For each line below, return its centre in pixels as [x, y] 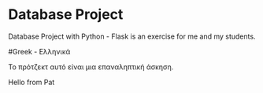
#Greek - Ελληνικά [39, 51]
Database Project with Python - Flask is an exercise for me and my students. [132, 36]
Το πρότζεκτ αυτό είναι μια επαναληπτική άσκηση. [91, 67]
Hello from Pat [31, 82]
